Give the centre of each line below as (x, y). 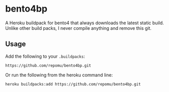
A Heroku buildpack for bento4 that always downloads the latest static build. (84, 23)
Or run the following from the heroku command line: (59, 75)
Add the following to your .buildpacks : (45, 56)
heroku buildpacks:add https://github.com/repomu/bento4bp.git (73, 84)
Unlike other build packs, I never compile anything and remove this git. (78, 28)
